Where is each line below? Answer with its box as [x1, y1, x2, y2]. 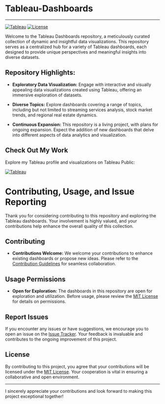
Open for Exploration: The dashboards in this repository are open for [12, 288, 153, 294]
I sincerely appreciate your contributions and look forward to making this [5, 388, 152, 394]
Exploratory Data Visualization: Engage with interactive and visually [12, 82, 151, 87]
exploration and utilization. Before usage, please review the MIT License [12, 293, 158, 299]
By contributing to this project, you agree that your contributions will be [5, 363, 149, 369]
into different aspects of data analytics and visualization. [12, 132, 127, 138]
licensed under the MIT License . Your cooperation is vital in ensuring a [5, 369, 148, 375]
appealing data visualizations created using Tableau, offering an [12, 87, 142, 92]
